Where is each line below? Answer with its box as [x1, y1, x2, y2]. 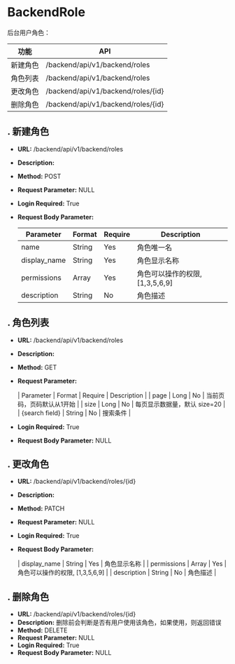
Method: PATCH [17, 504, 65, 513]
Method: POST [17, 172, 62, 180]
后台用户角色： [7, 28, 50, 36]
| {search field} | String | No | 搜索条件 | [17, 408, 131, 417]
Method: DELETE [17, 626, 68, 635]
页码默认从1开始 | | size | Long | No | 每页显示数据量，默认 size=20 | [29, 400, 226, 408]
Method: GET [17, 363, 57, 372]
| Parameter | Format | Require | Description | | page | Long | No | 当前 [17, 391, 219, 400]
